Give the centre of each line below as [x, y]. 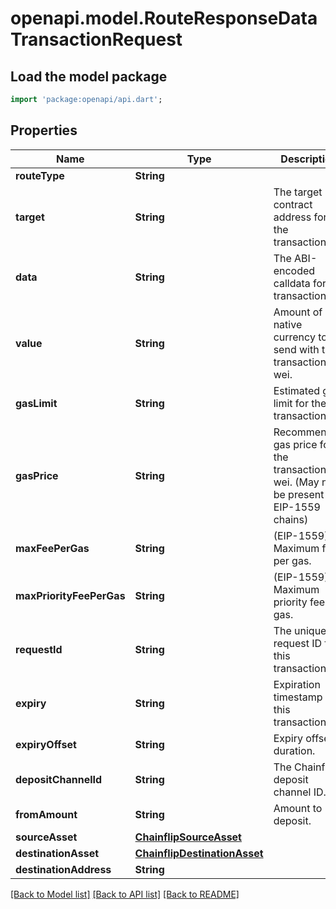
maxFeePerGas [52, 548]
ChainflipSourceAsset [188, 837]
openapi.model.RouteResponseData [164, 18]
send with [296, 349]
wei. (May [296, 482]
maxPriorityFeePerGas [70, 595]
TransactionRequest [96, 39]
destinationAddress [63, 869]
